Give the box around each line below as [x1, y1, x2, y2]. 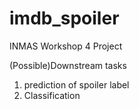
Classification [23, 89, 81, 101]
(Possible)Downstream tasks [9, 59, 127, 71]
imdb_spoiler [9, 7, 120, 30]
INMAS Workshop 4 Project [9, 40, 123, 52]
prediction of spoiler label [23, 78, 130, 91]
